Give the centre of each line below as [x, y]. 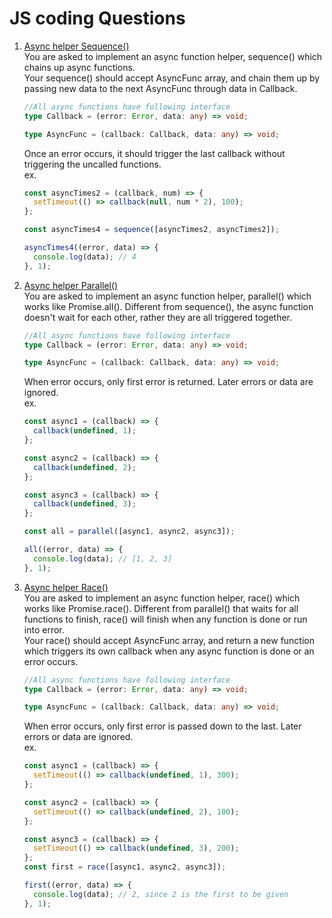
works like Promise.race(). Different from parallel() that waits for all [161, 608]
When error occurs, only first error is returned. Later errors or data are [168, 382]
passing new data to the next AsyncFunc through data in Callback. [160, 88]
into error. [44, 629]
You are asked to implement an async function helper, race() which [162, 598]
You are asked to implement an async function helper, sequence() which [173, 56]
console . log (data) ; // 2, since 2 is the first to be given [161, 894]
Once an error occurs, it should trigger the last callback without [154, 153]
